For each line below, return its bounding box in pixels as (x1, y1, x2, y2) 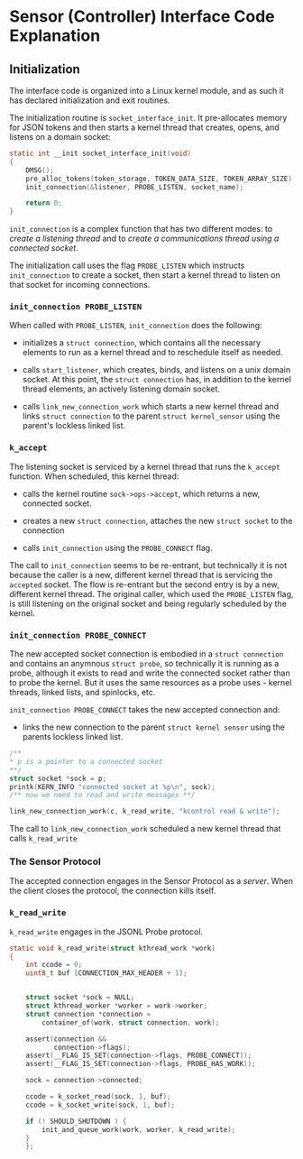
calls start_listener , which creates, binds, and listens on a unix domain (22, 364, 291, 375)
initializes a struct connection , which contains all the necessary (22, 337, 262, 348)
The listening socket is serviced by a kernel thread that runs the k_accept (9, 461, 281, 472)
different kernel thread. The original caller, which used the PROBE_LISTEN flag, (9, 588, 294, 599)
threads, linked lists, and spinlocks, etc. (9, 687, 156, 698)
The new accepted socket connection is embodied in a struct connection (9, 648, 284, 659)
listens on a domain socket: (9, 132, 111, 142)
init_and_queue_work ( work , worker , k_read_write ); (41, 1125, 236, 1134)
